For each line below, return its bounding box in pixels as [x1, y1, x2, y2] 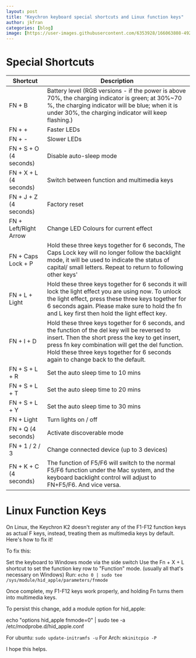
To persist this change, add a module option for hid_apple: [6, 605, 146, 612]
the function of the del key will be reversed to [47, 326, 171, 335]
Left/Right [9, 224, 36, 233]
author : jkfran [6, 19, 43, 25]
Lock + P [9, 260, 33, 268]
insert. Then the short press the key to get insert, [47, 333, 181, 342]
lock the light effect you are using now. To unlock [47, 288, 182, 296]
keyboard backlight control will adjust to [47, 473, 156, 482]
